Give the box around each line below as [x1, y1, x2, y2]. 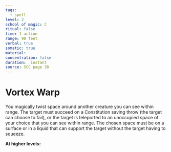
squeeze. [5, 131, 25, 137]
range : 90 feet [5, 36, 38, 41]
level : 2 [5, 17, 24, 22]
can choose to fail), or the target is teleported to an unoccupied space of [5, 115, 159, 121]
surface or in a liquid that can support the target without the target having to [5, 125, 166, 132]
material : [5, 50, 27, 55]
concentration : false [5, 55, 52, 60]
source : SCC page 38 [5, 64, 50, 70]
